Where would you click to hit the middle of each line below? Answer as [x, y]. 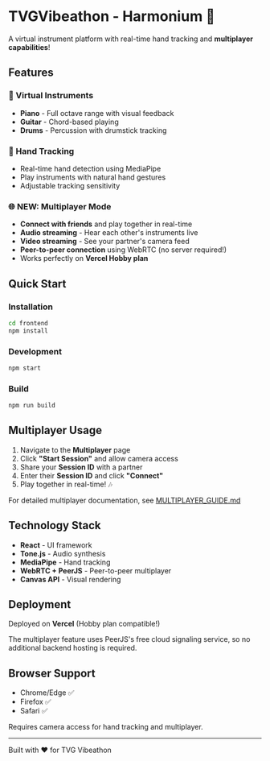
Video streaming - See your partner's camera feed [105, 242]
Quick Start [37, 284]
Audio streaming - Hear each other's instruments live [109, 233]
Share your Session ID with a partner [81, 467]
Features [31, 73]
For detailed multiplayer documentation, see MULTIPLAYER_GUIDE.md [125, 500]
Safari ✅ [34, 711]
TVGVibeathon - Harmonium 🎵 [112, 17]
